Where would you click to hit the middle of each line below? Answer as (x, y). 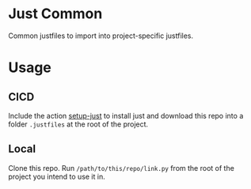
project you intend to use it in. (57, 176)
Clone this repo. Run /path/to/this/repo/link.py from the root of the (122, 168)
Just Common (55, 14)
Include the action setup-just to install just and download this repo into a (126, 115)
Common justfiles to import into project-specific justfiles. (101, 36)
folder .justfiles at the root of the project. (78, 124)
